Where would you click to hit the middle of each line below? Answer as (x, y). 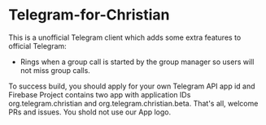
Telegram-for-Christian (89, 15)
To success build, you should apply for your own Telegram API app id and (132, 86)
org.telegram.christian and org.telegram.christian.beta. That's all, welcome (133, 103)
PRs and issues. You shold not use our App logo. (90, 112)
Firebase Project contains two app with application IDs (100, 94)
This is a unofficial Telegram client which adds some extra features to (125, 37)
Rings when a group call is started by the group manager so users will (137, 62)
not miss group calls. (55, 70)
